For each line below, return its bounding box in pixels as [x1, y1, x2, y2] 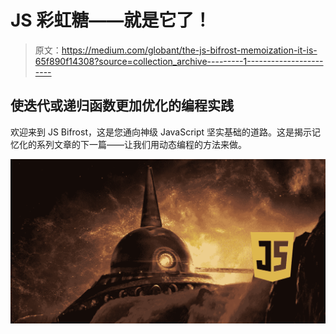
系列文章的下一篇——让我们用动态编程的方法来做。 [36, 138, 247, 150]
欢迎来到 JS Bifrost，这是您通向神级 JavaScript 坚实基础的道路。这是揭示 [10, 126, 313, 138]
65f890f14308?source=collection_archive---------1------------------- [34, 55, 324, 67]
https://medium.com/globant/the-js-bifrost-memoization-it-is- [61, 44, 318, 56]
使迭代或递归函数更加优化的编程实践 [10, 97, 234, 115]
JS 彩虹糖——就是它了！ [10, 9, 212, 32]
